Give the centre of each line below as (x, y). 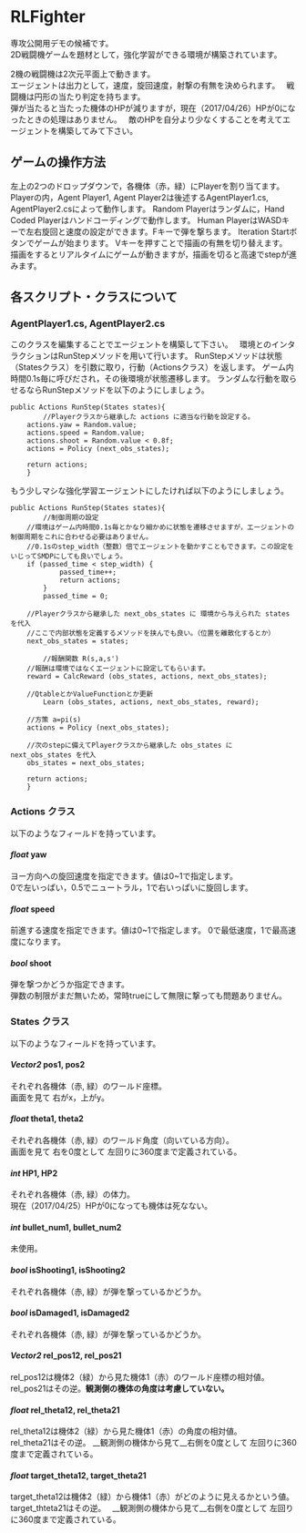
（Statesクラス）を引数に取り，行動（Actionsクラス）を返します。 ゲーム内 (152, 367)
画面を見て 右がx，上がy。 (60, 1097)
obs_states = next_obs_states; (86, 763)
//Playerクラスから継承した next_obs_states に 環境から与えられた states (158, 614)
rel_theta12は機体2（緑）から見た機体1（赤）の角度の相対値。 (126, 1431)
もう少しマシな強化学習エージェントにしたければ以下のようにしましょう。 (150, 491)
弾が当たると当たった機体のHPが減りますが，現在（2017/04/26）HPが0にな (153, 107)
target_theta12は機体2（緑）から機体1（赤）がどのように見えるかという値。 (153, 1497)
